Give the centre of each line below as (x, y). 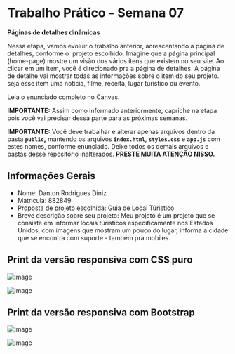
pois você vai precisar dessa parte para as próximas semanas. (98, 118)
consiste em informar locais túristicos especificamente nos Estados (115, 223)
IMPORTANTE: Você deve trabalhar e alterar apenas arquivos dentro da (111, 131)
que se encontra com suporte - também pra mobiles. (94, 237)
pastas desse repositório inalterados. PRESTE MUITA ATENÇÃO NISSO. (111, 154)
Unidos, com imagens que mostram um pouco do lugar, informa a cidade (123, 230)
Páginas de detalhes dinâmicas (54, 32)
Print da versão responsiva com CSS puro (100, 260)
